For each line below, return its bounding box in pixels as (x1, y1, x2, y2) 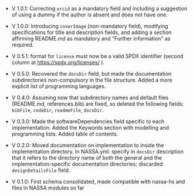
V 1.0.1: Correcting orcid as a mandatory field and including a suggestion (11, 5, 188, 12)
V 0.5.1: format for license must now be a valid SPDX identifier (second (11, 53, 184, 59)
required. (11, 41, 34, 48)
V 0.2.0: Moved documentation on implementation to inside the (11, 142, 164, 148)
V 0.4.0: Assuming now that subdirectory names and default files (11, 94, 169, 101)
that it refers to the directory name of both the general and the (11, 154, 162, 161)
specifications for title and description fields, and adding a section (11, 29, 172, 36)
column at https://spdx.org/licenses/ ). (11, 59, 104, 66)
